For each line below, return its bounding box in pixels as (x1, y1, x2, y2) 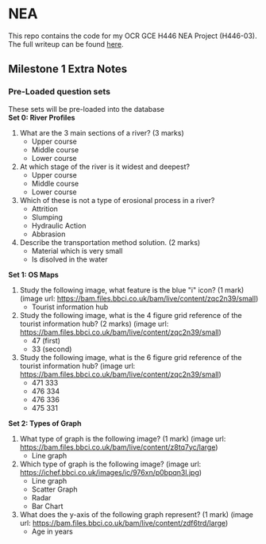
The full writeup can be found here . (8, 39, 125, 48)
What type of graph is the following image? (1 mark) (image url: (19, 434, 226, 443)
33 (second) (31, 344, 72, 354)
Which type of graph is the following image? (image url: (19, 459, 202, 469)
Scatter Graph (31, 485, 78, 494)
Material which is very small (31, 246, 123, 255)
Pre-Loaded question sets (8, 86, 111, 98)
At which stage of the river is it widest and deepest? (19, 162, 191, 171)
